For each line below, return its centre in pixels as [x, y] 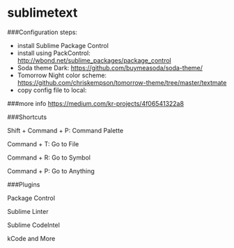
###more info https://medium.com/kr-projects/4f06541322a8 [96, 103]
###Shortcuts [27, 117]
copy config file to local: [52, 90]
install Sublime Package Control [63, 45]
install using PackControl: [54, 53]
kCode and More [31, 238]
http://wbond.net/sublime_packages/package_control [94, 60]
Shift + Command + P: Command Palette [65, 130]
